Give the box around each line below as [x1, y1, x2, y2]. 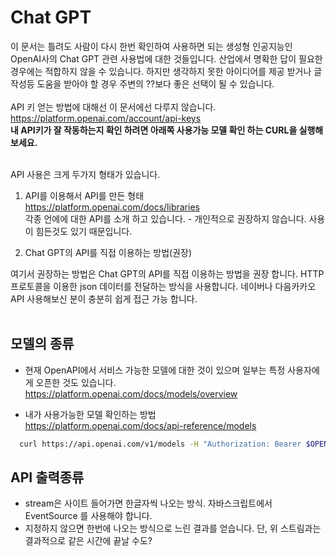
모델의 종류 [10, 336, 75, 353]
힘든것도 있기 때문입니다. [35, 225, 133, 237]
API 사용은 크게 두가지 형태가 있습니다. [10, 168, 161, 180]
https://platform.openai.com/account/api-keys [10, 112, 202, 124]
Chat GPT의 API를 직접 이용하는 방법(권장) [24, 246, 192, 258]
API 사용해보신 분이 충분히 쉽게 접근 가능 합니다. [10, 292, 198, 305]
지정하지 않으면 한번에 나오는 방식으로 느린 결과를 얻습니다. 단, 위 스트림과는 [24, 522, 322, 535]
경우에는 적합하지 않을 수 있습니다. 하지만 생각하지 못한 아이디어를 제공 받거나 [10, 65, 312, 77]
